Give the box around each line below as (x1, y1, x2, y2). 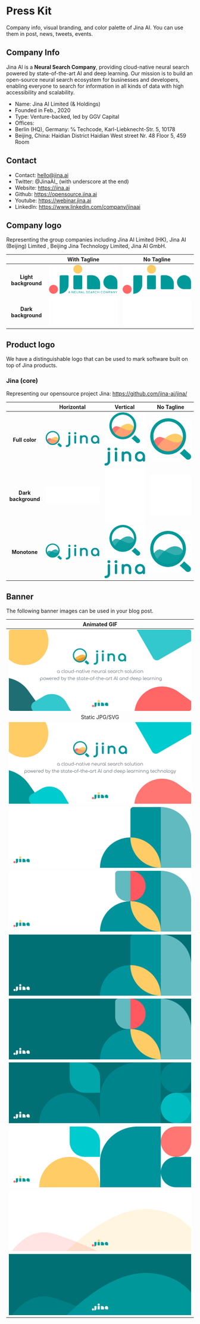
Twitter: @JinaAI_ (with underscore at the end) (14, 178, 129, 185)
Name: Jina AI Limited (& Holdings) (14, 100, 101, 107)
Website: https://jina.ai (14, 184, 70, 191)
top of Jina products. (6, 362, 58, 369)
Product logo (6, 339, 55, 349)
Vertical (114, 403, 135, 410)
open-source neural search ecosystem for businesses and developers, (6, 76, 180, 83)
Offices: (14, 119, 35, 126)
